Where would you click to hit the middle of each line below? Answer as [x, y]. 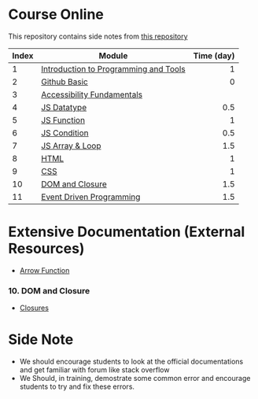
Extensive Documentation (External [127, 232]
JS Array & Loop [71, 146]
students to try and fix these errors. [77, 386]
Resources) [46, 249]
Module [113, 55]
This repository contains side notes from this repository [98, 36]
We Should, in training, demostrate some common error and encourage [135, 379]
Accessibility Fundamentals [92, 94]
